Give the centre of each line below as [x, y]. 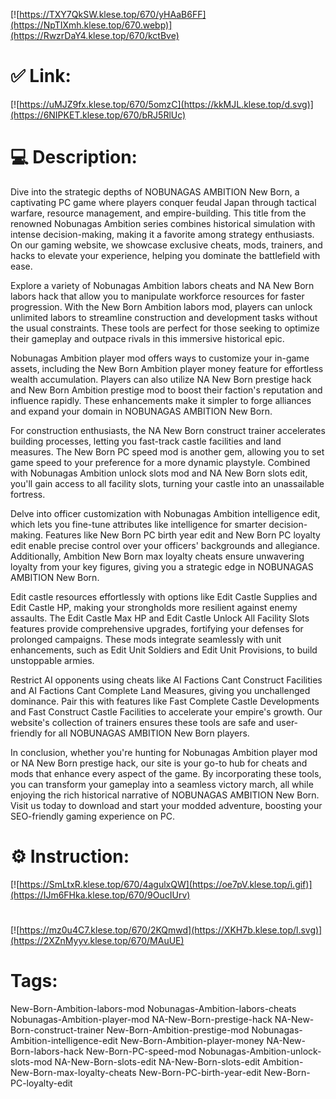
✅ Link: [41, 76]
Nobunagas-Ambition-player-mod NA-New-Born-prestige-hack [141, 1019]
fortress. [28, 494]
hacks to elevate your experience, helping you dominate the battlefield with [165, 255]
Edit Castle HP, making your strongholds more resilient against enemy [154, 607]
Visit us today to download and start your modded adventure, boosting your [166, 805]
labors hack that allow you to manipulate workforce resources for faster [157, 296]
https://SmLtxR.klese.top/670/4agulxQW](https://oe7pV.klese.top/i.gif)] [166, 884]
